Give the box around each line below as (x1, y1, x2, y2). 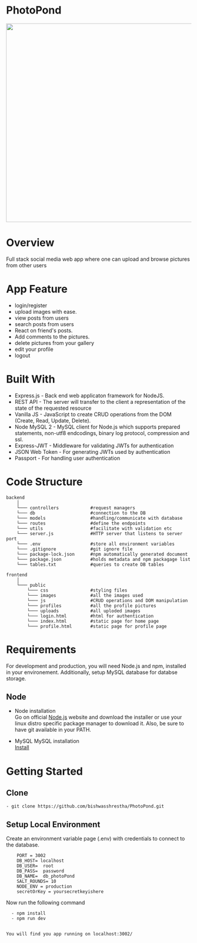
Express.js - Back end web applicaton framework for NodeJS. (14, 392, 165, 399)
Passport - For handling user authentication (14, 454, 121, 461)
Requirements (6, 643, 76, 656)
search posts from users (14, 320, 75, 327)
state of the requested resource (14, 404, 92, 411)
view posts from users (14, 314, 69, 321)
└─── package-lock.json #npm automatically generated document (16, 551, 188, 557)
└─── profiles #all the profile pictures (27, 603, 157, 609)
